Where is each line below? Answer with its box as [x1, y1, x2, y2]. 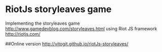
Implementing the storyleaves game [5, 20, 80, 26]
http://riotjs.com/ [5, 31, 40, 37]
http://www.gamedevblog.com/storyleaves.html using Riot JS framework [5, 25, 157, 31]
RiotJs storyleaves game [5, 4, 112, 15]
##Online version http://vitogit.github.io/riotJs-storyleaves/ [5, 40, 129, 46]
